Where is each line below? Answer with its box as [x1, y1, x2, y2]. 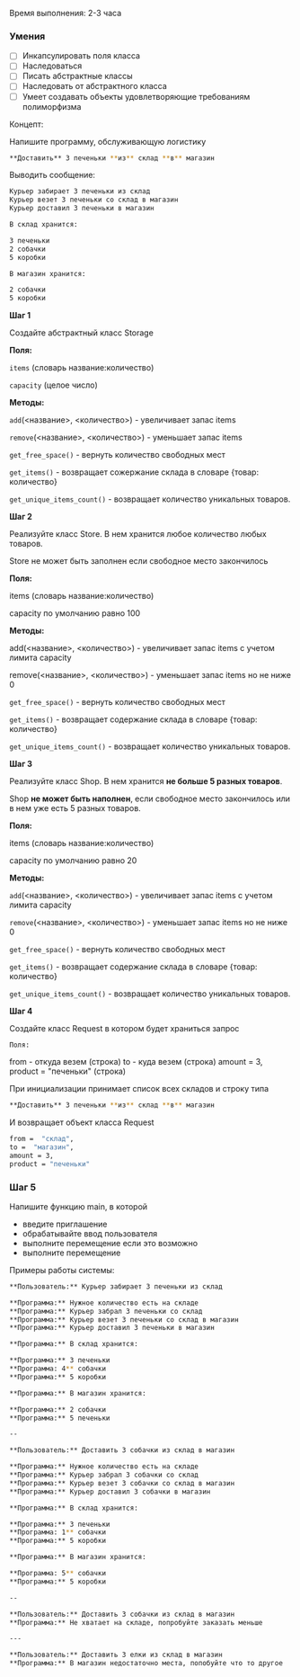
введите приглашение [22, 1218, 108, 1229]
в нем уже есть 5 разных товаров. [9, 803, 141, 814]
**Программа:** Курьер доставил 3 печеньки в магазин [9, 1324, 216, 1333]
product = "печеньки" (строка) [9, 1066, 127, 1077]
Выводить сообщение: [9, 170, 96, 181]
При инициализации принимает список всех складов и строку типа [9, 1084, 269, 1094]
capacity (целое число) [9, 379, 99, 390]
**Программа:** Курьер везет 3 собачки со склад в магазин [9, 1478, 235, 1487]
